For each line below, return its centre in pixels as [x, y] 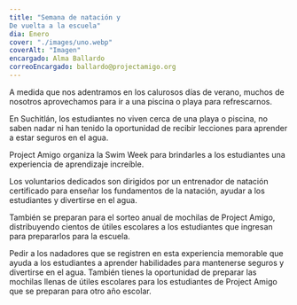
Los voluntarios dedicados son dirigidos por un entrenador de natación [139, 181]
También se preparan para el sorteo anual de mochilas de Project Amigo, [142, 217]
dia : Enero [29, 34]
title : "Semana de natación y [65, 17]
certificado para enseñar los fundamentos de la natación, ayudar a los [137, 191]
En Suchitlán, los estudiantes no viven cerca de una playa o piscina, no [139, 118]
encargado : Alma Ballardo [57, 59]
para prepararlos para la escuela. [70, 236]
